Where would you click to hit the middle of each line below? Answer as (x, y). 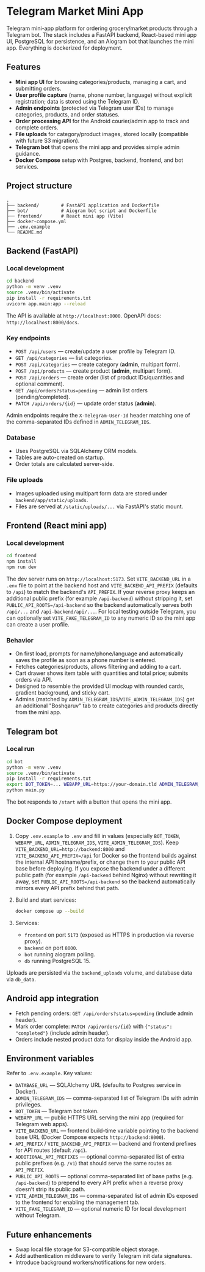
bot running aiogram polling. (60, 954)
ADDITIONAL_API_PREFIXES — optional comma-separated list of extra (100, 1157)
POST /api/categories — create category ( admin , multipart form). (98, 364)
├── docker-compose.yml (37, 221)
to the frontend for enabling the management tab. (77, 1202)
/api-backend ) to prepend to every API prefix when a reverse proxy (99, 1183)
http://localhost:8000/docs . (43, 322)
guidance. (28, 153)
